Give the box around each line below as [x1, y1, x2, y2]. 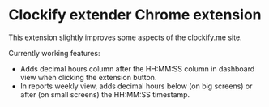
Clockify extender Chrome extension [8, 6, 262, 24]
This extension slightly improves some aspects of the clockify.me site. [8, 32, 242, 42]
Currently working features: [8, 48, 100, 58]
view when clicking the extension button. [19, 72, 157, 82]
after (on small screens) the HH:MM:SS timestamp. [19, 89, 190, 99]
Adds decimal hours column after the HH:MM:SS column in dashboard [19, 63, 255, 74]
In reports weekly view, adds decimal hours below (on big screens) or [19, 81, 253, 91]
